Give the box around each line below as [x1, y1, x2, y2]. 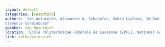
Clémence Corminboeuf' [5, 21, 52, 26]
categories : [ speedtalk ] [5, 12, 56, 17]
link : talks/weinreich [5, 35, 52, 40]
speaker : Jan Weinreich [5, 25, 54, 30]
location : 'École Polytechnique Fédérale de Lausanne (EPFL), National [5, 30, 155, 35]
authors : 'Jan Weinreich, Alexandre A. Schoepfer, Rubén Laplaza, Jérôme [5, 16, 160, 21]
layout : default [5, 7, 38, 12]
